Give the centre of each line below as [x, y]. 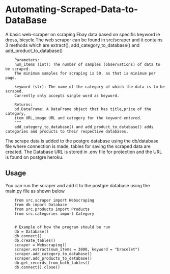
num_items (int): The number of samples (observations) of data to [87, 64]
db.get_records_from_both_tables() [52, 263]
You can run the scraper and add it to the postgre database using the [78, 185]
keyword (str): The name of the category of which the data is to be [90, 87]
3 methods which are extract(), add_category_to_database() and [73, 45]
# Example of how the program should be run [62, 227]
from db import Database [41, 205]
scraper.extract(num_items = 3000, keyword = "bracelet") [77, 249]
